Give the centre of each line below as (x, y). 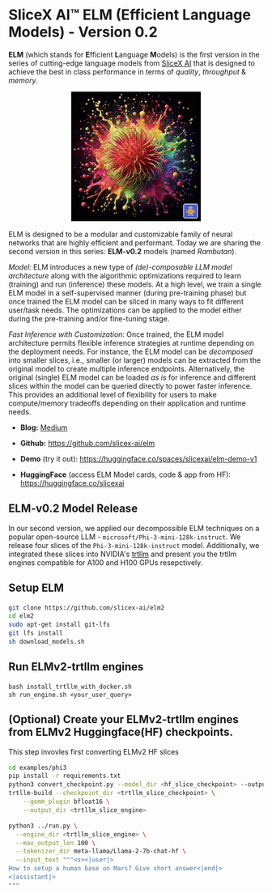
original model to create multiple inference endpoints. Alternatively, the (127, 368)
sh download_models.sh (47, 642)
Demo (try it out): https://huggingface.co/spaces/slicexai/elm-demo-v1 (138, 458)
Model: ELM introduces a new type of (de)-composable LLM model (120, 267)
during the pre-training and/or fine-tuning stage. (89, 318)
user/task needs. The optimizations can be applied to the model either (125, 310)
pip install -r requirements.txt (65, 776)
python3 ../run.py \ (43, 826)
